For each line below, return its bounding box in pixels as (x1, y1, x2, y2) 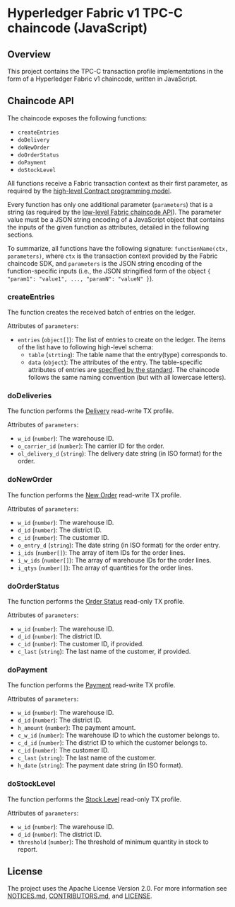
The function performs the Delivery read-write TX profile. (7, 407, 174, 415)
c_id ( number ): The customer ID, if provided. (17, 640, 145, 648)
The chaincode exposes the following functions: (7, 113, 147, 122)
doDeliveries (7, 391, 52, 401)
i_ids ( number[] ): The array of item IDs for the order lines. (17, 548, 186, 557)
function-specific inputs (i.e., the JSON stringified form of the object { (7, 266, 211, 275)
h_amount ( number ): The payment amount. (17, 723, 136, 732)
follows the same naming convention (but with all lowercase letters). (28, 373, 227, 382)
